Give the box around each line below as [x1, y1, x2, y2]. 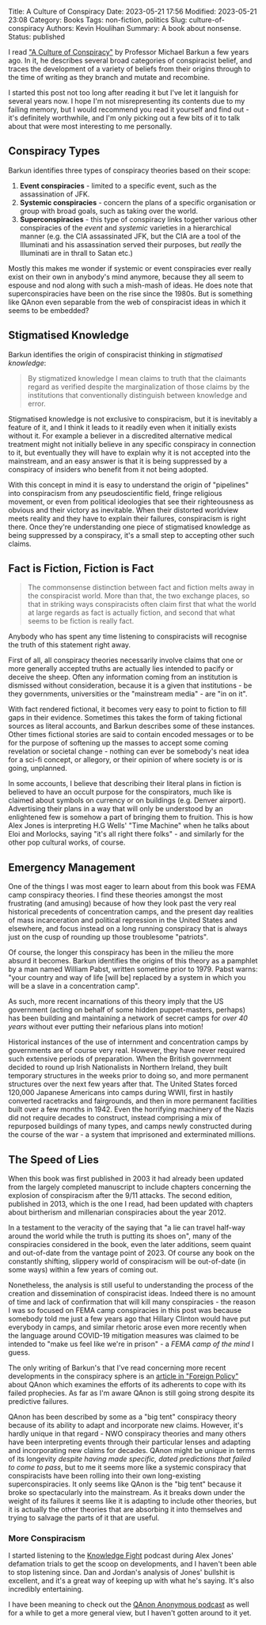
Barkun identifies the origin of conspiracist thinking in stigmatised [8, 349, 223, 359]
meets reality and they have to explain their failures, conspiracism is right [8, 513, 247, 523]
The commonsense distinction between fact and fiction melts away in [27, 582, 255, 593]
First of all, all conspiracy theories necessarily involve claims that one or [8, 655, 243, 665]
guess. [8, 1348, 30, 1357]
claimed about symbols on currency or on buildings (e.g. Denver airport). [8, 795, 246, 805]
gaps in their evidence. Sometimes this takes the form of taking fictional [8, 713, 243, 723]
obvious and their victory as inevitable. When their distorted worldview [8, 505, 239, 514]
